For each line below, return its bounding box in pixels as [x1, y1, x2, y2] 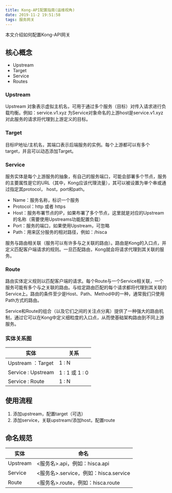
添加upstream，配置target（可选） [12, 411, 86, 417]
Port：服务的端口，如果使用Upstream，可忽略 [12, 223, 110, 229]
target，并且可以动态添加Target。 [5, 148, 77, 154]
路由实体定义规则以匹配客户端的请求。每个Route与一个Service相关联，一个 [5, 278, 164, 284]
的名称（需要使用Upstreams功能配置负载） [12, 216, 103, 223]
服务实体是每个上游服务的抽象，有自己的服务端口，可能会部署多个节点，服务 [5, 174, 167, 180]
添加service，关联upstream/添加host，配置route [12, 417, 115, 423]
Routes [12, 78, 28, 84]
